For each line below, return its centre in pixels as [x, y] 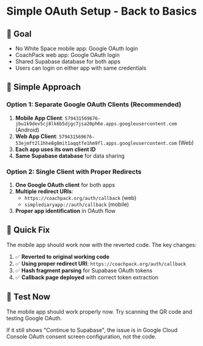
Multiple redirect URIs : [44, 191]
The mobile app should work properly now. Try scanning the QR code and [99, 311]
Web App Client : [36, 136]
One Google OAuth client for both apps [65, 185]
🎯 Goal [19, 34]
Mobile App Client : [39, 118]
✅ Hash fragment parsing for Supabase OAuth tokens [84, 270]
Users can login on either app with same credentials [81, 68]
